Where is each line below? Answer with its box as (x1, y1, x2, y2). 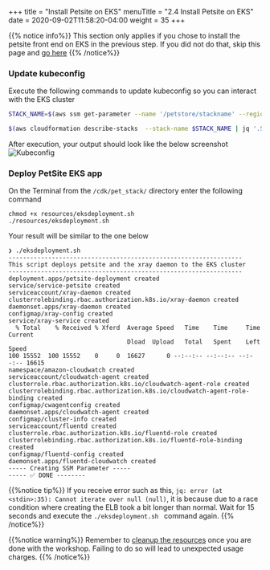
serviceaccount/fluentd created (8, 422, 117, 430)
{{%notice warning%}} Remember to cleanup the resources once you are (8, 535, 252, 545)
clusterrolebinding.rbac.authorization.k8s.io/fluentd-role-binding (8, 437, 243, 445)
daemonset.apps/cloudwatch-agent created (8, 409, 149, 417)
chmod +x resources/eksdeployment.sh (8, 210, 135, 218)
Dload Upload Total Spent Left (127, 338, 261, 346)
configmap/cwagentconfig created (8, 401, 121, 409)
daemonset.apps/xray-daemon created (8, 303, 131, 311)
